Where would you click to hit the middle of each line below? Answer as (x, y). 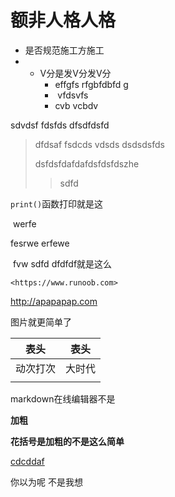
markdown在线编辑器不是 (63, 398)
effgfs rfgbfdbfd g (91, 84)
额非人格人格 (63, 20)
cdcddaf (27, 461)
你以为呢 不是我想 (46, 482)
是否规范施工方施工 (64, 50)
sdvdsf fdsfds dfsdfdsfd (60, 125)
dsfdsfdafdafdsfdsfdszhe (87, 163)
